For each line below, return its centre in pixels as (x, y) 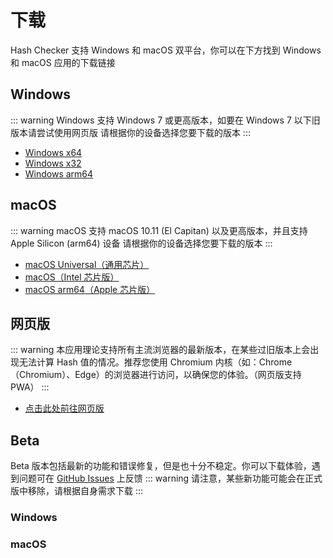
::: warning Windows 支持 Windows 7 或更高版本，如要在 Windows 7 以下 (161, 120)
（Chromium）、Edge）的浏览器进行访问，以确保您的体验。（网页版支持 (156, 375)
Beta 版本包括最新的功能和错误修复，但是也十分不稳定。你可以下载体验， (161, 466)
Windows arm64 (59, 173)
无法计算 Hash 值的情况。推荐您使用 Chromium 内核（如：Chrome (155, 362)
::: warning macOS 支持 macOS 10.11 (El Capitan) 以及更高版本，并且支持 (159, 230)
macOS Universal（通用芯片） (87, 264)
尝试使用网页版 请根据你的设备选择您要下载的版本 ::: (143, 132)
